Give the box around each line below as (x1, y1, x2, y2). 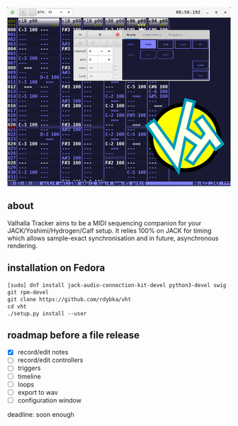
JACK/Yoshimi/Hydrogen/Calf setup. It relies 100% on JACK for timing (7, 226, 212, 235)
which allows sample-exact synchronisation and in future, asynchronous (7, 234, 219, 242)
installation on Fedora (7, 262, 106, 274)
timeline (17, 372, 41, 381)
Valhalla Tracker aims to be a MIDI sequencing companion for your (7, 218, 202, 227)
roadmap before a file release (7, 329, 140, 341)
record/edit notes (17, 348, 69, 357)
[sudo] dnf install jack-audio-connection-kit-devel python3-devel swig (7, 281, 227, 288)
